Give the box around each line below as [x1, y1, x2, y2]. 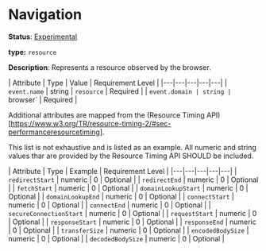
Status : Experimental [8, 32, 78, 41]
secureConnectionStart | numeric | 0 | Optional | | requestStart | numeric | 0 [8, 208, 257, 218]
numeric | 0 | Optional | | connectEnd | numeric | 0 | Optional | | [8, 200, 212, 210]
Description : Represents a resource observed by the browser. [8, 62, 212, 72]
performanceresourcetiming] [8, 127, 103, 137]
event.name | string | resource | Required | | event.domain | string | [8, 86, 232, 96]
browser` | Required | [8, 95, 78, 104]
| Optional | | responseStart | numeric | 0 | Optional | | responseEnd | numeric [8, 217, 256, 226]
